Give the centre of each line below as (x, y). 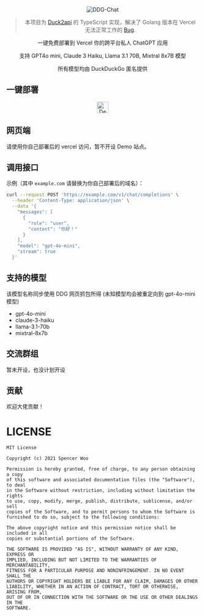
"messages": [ (35, 212)
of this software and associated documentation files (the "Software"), (101, 480)
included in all (27, 534)
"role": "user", (49, 223)
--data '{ (24, 206)
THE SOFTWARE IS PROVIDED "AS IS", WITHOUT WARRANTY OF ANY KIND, (93, 549)
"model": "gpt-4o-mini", (49, 246)
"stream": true (37, 252)
